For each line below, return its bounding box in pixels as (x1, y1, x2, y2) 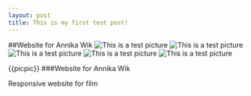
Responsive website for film (8, 79, 98, 88)
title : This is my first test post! (8, 19, 128, 27)
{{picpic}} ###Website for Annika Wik (8, 63, 131, 73)
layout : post (8, 11, 51, 20)
